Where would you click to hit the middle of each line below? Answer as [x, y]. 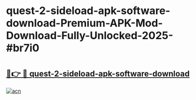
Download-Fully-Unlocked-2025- [90, 36]
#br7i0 [23, 48]
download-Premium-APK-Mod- [84, 23]
